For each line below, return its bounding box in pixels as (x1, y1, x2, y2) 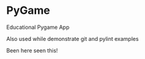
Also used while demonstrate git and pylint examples (6, 35, 139, 42)
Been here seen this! (6, 46, 58, 54)
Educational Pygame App (6, 23, 70, 31)
